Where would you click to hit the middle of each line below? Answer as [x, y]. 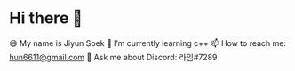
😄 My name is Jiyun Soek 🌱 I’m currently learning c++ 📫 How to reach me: [148, 43]
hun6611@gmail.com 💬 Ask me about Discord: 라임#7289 [113, 57]
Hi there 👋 [46, 18]
